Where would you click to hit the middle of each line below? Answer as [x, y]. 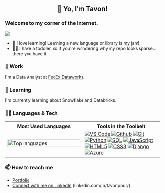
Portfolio [21, 180]
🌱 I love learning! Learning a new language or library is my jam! [76, 43]
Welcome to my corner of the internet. [52, 23]
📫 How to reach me [29, 167]
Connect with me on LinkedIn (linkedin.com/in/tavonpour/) [71, 185]
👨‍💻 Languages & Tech [31, 113]
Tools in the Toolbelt [121, 126]
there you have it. [30, 53]
